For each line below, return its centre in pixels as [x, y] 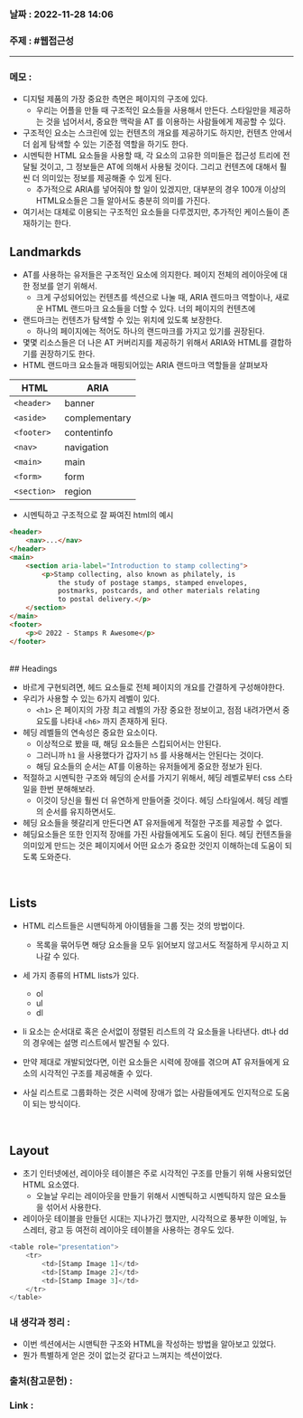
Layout [29, 1150]
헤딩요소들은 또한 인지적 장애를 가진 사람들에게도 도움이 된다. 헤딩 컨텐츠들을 [157, 834]
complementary [98, 418]
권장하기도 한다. [67, 354]
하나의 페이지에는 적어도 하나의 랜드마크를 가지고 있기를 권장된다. [150, 331]
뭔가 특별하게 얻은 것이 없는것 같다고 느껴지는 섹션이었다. [122, 1355]
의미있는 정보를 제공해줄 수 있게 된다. [107, 177]
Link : [22, 1405]
